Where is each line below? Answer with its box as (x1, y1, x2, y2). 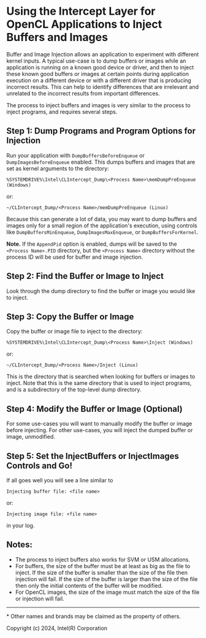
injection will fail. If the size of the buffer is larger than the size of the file (15, 575, 198, 583)
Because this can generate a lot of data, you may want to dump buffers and (6, 215, 197, 222)
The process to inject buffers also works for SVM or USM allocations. (15, 556, 190, 563)
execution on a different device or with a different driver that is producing (6, 77, 191, 84)
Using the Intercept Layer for (6, 4, 156, 18)
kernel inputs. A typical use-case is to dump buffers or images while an (6, 57, 186, 64)
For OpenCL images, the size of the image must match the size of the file (15, 588, 200, 596)
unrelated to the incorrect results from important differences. (6, 89, 161, 97)
